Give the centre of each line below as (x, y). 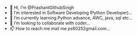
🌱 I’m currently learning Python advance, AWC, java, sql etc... (71, 18)
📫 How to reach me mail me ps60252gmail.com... (60, 28)
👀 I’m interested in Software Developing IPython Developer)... (71, 13)
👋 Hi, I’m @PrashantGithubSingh (42, 8)
